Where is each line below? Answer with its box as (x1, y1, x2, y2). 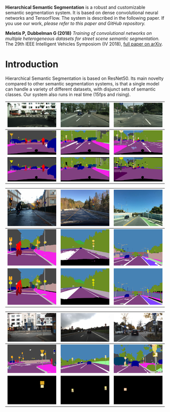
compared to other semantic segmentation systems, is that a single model (5, 80, 159, 86)
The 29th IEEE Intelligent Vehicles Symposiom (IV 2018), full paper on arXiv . (5, 41, 163, 47)
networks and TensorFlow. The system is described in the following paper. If (5, 15, 164, 21)
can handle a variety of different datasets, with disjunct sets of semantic (5, 86, 156, 92)
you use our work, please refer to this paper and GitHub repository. (5, 20, 146, 26)
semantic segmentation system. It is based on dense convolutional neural (5, 10, 158, 16)
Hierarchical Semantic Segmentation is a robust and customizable (5, 5, 146, 10)
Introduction (5, 59, 59, 70)
